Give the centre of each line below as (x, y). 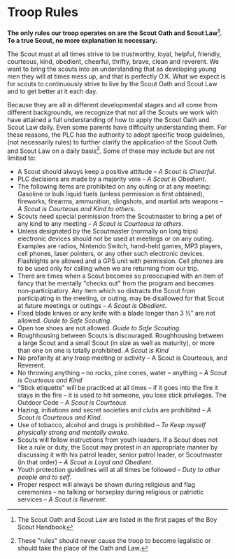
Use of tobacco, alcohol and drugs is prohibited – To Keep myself (112, 425)
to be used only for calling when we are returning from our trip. (108, 269)
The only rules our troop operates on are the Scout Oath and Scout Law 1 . (115, 32)
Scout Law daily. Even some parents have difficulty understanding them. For (117, 127)
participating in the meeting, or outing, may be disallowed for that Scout (121, 298)
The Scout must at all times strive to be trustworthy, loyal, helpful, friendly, (114, 54)
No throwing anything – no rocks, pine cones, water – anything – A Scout (122, 373)
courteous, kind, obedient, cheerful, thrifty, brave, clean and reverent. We (113, 61)
